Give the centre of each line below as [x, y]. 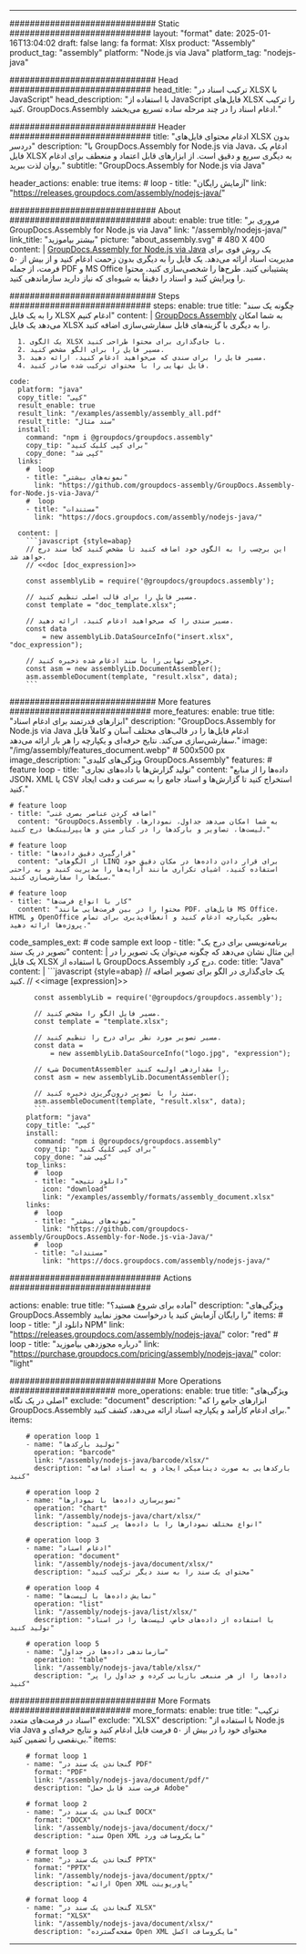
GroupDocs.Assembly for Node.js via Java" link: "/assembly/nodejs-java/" [148, 230]
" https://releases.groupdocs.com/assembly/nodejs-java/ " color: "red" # [144, 1334]
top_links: [46, 1165]
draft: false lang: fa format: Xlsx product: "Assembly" [157, 43]
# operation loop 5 [63, 1644]
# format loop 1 [57, 1756]
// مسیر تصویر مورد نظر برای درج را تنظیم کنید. [127, 1038]
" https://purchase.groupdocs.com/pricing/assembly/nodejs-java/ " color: [145, 1354]
